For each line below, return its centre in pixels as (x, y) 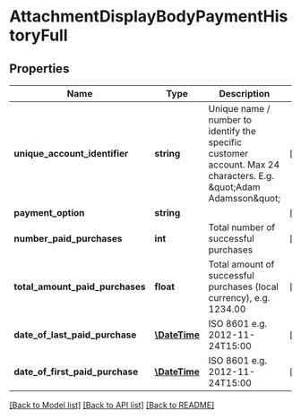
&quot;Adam (235, 187)
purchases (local (244, 286)
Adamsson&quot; (244, 198)
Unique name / (239, 109)
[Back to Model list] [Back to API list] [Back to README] (112, 405)
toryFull (39, 35)
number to (230, 120)
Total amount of (241, 264)
